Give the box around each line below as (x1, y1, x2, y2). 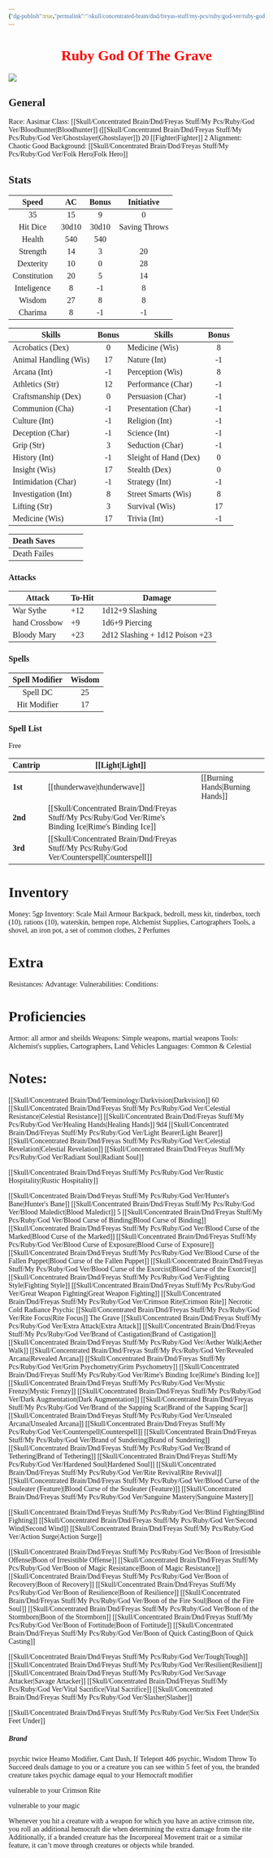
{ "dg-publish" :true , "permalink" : (8, 11, 86, 20)
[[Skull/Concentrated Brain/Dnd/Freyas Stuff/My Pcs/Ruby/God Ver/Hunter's (8, 1191, 230, 1200)
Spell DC (22, 687, 53, 697)
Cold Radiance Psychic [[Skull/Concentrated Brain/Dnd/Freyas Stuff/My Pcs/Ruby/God (8, 1305, 260, 1314)
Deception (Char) (12, 428, 70, 438)
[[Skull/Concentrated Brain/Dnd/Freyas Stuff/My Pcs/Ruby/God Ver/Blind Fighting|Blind (8, 1507, 265, 1516)
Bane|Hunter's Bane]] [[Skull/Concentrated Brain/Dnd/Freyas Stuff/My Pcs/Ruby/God (8, 1200, 255, 1209)
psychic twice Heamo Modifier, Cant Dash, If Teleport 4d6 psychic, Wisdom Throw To (8, 1755, 257, 1763)
